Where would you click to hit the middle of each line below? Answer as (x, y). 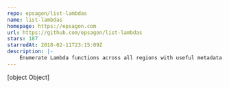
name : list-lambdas (35, 20)
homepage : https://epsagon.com (52, 26)
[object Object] (28, 77)
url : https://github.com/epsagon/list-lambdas (75, 32)
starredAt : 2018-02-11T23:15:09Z (55, 45)
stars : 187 (23, 39)
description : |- (30, 52)
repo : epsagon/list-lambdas (47, 13)
